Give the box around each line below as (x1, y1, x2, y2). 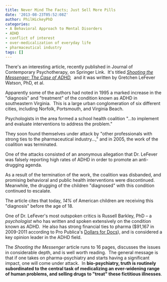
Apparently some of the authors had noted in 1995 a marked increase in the (5, 89, 162, 96)
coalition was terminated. (5, 141, 58, 147)
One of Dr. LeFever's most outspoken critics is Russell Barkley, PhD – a (5, 213, 152, 219)
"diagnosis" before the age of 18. (5, 203, 74, 209)
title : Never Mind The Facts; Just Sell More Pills (5, 7, 116, 13)
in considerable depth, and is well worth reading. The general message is (5, 249, 158, 255)
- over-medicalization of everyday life (5, 40, 92, 45)
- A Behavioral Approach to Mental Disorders (5, 26, 102, 31)
